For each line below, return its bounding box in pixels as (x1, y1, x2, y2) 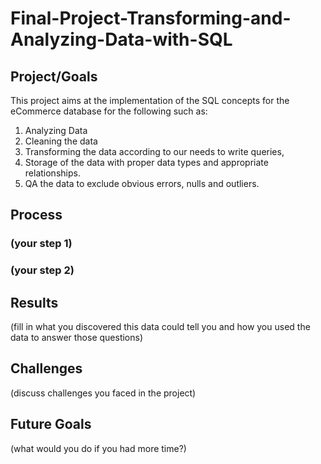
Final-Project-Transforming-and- (10, 7, 292, 30)
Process (10, 207, 63, 224)
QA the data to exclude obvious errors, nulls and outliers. (24, 178, 260, 189)
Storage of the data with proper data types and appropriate (24, 157, 269, 168)
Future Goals (10, 416, 92, 433)
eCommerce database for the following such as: (10, 105, 208, 117)
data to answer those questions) (10, 332, 144, 344)
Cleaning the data (24, 135, 98, 147)
